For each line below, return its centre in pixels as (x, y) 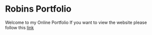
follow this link (20, 27)
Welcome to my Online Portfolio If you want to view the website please (76, 22)
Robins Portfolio (38, 9)
